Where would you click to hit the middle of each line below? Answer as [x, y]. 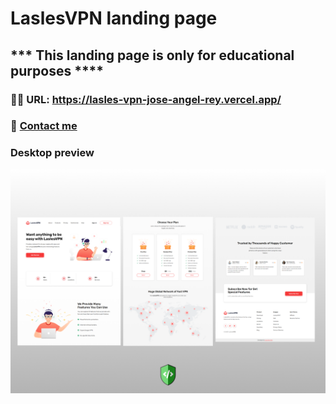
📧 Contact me [44, 126]
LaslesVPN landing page [114, 18]
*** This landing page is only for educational [152, 55]
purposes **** [57, 70]
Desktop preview [52, 153]
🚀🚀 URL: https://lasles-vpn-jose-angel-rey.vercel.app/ [146, 99]
